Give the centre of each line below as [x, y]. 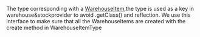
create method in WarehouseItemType [54, 27]
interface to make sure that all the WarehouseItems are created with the [96, 21]
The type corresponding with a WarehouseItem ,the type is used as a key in [100, 9]
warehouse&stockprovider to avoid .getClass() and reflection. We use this [98, 15]
